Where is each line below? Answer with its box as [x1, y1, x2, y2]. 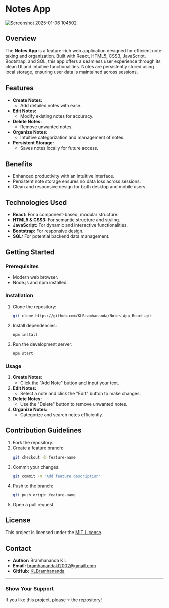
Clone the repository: [12, 303, 57, 310]
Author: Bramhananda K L [12, 557, 67, 564]
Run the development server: [12, 341, 73, 347]
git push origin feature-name [12, 492, 76, 497]
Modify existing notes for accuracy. [20, 113, 94, 119]
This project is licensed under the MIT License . [5, 529, 103, 536]
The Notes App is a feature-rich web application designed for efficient [5, 47, 151, 53]
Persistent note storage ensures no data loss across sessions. [12, 178, 141, 184]
